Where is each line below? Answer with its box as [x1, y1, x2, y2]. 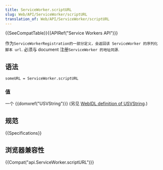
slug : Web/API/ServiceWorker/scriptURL [5, 12, 88, 17]
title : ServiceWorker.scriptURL [5, 7, 72, 12]
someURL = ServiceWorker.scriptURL [5, 76, 79, 81]
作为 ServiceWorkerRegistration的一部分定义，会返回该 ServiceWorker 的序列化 [5, 40, 158, 46]
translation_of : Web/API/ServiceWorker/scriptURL [5, 16, 110, 21]
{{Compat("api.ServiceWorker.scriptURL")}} [5, 160, 94, 166]
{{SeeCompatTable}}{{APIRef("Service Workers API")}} [5, 30, 118, 36]
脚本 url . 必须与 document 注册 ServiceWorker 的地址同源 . [5, 47, 120, 53]
